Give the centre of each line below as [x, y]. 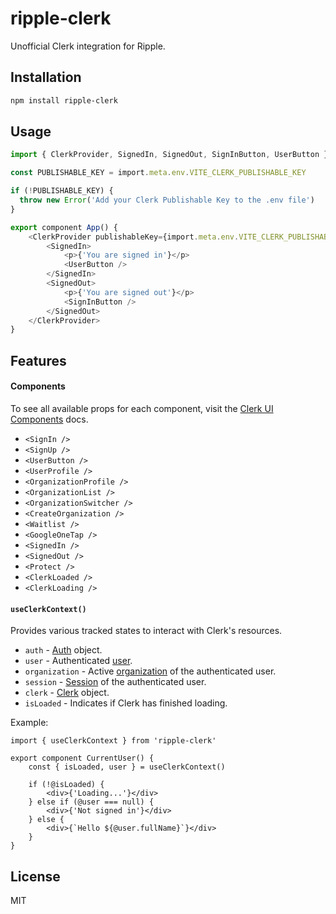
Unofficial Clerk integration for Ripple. [88, 46]
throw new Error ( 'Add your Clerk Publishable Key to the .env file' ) [167, 200]
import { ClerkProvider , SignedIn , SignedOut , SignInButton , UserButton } [169, 155]
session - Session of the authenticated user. [115, 682]
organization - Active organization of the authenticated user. [150, 671]
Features [38, 360]
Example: [29, 723]
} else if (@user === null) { [91, 802]
